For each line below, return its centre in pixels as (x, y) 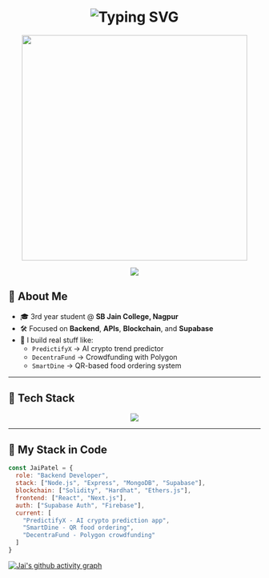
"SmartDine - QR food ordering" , (78, 528)
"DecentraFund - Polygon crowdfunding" (89, 536)
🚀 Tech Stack (42, 398)
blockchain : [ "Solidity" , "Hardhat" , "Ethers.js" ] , (104, 491)
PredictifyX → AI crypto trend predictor (98, 348)
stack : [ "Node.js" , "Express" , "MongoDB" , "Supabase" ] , (110, 483)
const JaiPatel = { (41, 468)
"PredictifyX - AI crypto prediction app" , (96, 520)
